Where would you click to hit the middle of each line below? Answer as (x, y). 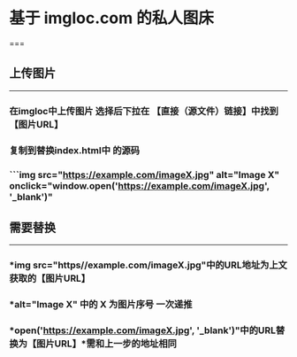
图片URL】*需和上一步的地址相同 (107, 344)
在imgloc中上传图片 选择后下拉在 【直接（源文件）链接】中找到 (144, 111)
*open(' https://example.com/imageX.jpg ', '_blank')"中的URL (143, 330)
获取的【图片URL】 (50, 278)
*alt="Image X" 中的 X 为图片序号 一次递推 (101, 305)
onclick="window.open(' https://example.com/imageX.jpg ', (139, 185)
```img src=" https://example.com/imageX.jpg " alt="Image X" (145, 175)
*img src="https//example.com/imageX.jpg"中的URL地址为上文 (148, 265)
